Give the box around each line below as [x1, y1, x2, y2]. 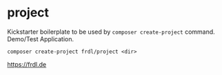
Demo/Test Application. [7, 34, 74, 43]
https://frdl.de [7, 60, 47, 68]
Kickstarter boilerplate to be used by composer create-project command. [7, 28, 215, 36]
